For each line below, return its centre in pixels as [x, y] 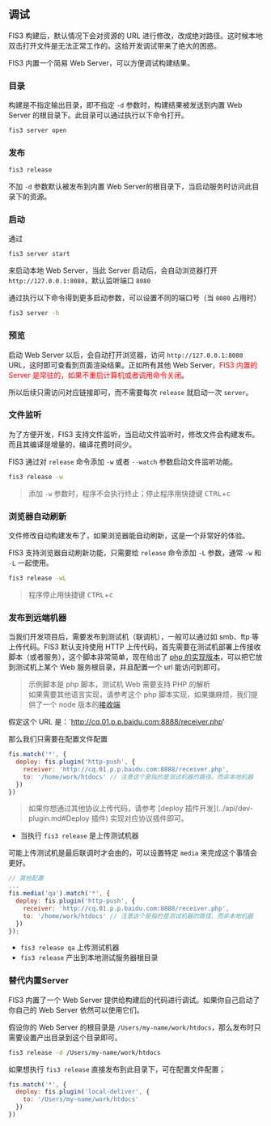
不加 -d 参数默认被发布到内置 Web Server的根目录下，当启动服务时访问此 [130, 187]
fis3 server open [38, 131]
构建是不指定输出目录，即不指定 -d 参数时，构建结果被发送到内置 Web [125, 105]
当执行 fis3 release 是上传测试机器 [79, 835]
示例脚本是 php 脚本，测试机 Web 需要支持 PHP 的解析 [119, 684]
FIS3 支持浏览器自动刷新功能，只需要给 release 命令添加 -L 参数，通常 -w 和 [135, 552]
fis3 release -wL [38, 578]
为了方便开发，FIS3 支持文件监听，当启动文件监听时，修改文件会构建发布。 [134, 434]
